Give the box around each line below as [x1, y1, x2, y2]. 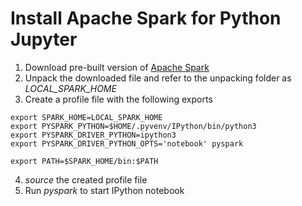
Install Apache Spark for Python [10, 7, 282, 30]
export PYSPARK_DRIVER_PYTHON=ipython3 [10, 130, 177, 140]
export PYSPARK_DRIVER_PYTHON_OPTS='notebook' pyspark [10, 138, 244, 149]
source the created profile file [24, 173, 148, 186]
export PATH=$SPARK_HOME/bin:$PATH [10, 156, 159, 166]
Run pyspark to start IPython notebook [24, 184, 185, 196]
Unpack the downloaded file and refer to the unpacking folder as [24, 72, 292, 84]
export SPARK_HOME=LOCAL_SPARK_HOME [10, 112, 163, 122]
